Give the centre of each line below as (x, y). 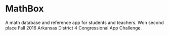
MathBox (25, 9)
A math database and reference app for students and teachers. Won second (85, 22)
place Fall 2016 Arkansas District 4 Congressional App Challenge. (74, 27)
